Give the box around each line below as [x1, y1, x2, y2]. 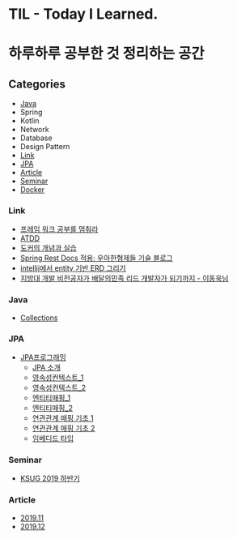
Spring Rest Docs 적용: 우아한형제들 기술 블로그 [19, 253, 173, 263]
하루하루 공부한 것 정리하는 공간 [8, 45, 205, 63]
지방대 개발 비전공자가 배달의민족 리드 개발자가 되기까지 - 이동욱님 [19, 273, 229, 284]
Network [19, 125, 50, 135]
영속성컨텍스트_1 [32, 373, 84, 383]
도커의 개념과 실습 [19, 243, 77, 253]
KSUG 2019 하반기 [19, 473, 81, 483]
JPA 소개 [32, 362, 61, 373]
